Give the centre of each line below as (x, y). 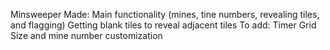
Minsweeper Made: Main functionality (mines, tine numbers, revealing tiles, (165, 14)
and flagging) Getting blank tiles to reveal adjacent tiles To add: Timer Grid (163, 25)
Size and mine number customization (86, 35)
